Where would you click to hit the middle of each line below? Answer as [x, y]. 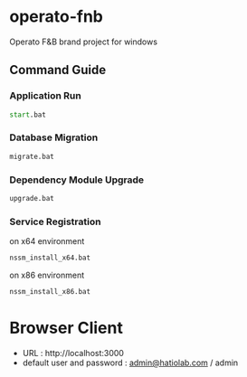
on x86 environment [47, 275]
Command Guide [58, 70]
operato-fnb [57, 17]
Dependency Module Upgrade [77, 180]
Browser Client [66, 328]
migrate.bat [32, 156]
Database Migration [54, 137]
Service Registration [55, 221]
